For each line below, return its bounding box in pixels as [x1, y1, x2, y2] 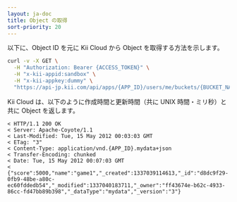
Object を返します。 [20, 106, 79, 115]
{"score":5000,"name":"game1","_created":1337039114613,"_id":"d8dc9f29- [7, 170, 229, 177]
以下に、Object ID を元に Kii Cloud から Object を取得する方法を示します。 [7, 44, 224, 52]
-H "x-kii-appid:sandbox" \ [13, 71, 97, 78]
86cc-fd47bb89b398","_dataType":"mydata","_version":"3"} [7, 188, 181, 195]
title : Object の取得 [7, 17, 68, 24]
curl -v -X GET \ [7, 58, 59, 65]
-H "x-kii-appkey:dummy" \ [13, 77, 93, 84]
